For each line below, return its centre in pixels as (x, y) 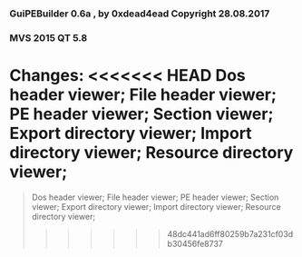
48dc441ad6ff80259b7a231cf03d (230, 233)
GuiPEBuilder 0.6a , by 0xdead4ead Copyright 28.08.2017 (140, 14)
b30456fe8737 (195, 243)
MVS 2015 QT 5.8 (49, 37)
